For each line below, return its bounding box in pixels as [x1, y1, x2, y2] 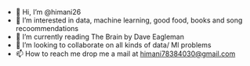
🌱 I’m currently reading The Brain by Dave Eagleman [15, 32, 184, 41]
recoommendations [15, 24, 79, 33]
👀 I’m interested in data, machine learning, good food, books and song [15, 16, 243, 25]
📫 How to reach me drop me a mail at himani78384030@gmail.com [15, 49, 236, 58]
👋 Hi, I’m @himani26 [15, 8, 82, 16]
